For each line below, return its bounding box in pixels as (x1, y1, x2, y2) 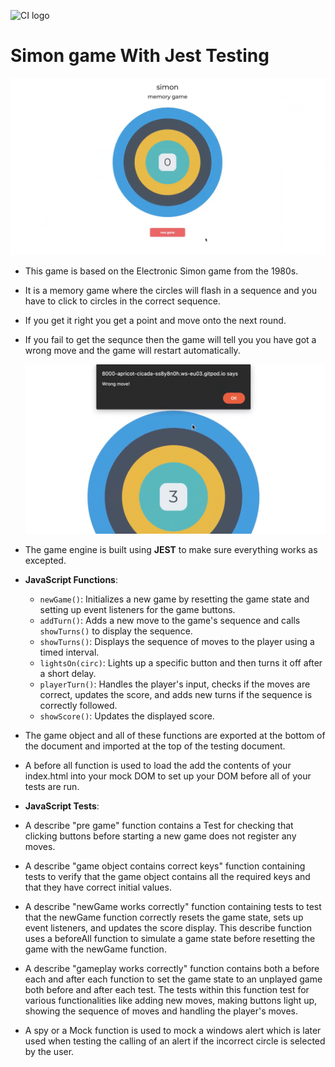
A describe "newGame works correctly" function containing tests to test (24, 900, 322, 912)
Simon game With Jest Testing (10, 45, 270, 67)
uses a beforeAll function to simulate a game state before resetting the (24, 932, 316, 944)
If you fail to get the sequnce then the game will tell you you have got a (24, 334, 317, 346)
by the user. (24, 1045, 75, 1057)
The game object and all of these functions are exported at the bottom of (24, 729, 326, 741)
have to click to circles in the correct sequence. (24, 295, 221, 307)
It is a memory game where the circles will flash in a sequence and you (24, 285, 318, 297)
